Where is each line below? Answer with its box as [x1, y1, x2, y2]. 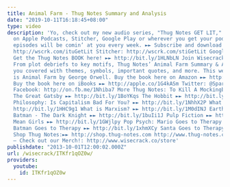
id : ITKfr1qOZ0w [19, 169, 66, 176]
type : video [7, 23, 41, 29]
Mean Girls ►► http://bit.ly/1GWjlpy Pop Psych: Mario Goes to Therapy [13, 118, 222, 125]
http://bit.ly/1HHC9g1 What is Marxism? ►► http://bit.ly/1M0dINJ [13, 105, 207, 112]
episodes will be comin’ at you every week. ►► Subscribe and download [13, 42, 222, 49]
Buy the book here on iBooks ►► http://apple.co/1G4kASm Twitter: [13, 80, 207, 87]
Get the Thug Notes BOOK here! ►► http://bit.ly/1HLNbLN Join [13, 55, 194, 62]
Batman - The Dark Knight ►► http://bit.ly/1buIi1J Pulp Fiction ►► [13, 112, 213, 119]
